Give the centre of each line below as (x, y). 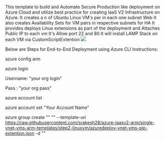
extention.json (20, 133)
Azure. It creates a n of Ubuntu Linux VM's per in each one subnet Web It (81, 18)
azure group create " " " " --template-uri (46, 117)
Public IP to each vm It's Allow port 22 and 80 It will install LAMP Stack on (81, 33)
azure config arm (23, 59)
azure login (17, 68)
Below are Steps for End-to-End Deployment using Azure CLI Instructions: (81, 49)
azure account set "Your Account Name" (47, 107)
